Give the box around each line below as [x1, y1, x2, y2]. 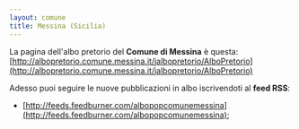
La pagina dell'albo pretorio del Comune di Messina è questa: [9, 46, 239, 56]
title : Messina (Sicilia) [9, 21, 106, 30]
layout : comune [9, 13, 66, 22]
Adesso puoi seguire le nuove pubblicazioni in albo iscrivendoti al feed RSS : [9, 82, 290, 93]
